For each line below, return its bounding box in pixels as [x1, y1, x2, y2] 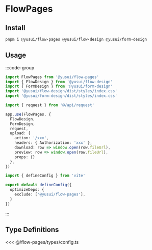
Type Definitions [5, 226, 59, 234]
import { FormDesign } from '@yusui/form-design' [5, 84, 113, 89]
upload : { [10, 131, 31, 136]
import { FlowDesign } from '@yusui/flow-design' [5, 79, 113, 84]
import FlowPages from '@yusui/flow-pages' [5, 74, 99, 80]
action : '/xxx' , [14, 136, 49, 141]
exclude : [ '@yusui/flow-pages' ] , [14, 192, 86, 197]
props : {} [14, 154, 36, 160]
